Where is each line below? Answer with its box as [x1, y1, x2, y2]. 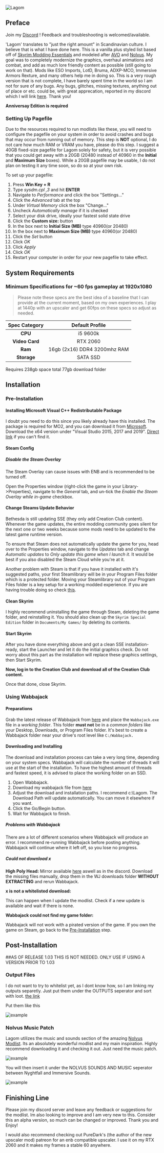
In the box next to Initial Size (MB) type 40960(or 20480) [12, 223, 128, 229]
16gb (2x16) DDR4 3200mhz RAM [48, 346, 129, 353]
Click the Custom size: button [12, 218, 73, 224]
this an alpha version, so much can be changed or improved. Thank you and [5, 1117, 159, 1123]
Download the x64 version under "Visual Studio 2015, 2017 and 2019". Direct [5, 429, 159, 434]
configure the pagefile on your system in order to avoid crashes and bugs [5, 131, 154, 137]
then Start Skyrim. [5, 657, 42, 663]
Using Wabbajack [5, 694, 48, 700]
